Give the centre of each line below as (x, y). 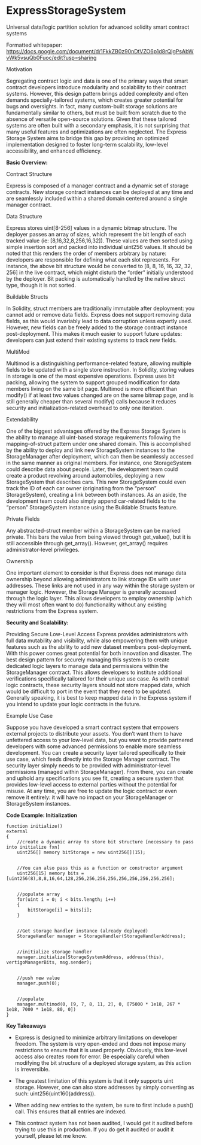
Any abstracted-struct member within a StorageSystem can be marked (93, 530)
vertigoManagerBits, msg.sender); (49, 962)
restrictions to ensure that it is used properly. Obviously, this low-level (101, 1050)
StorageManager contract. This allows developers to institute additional (94, 672)
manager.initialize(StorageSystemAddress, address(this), (91, 957)
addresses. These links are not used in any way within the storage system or (100, 585)
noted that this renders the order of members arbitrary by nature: (86, 253)
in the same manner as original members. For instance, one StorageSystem (99, 463)
